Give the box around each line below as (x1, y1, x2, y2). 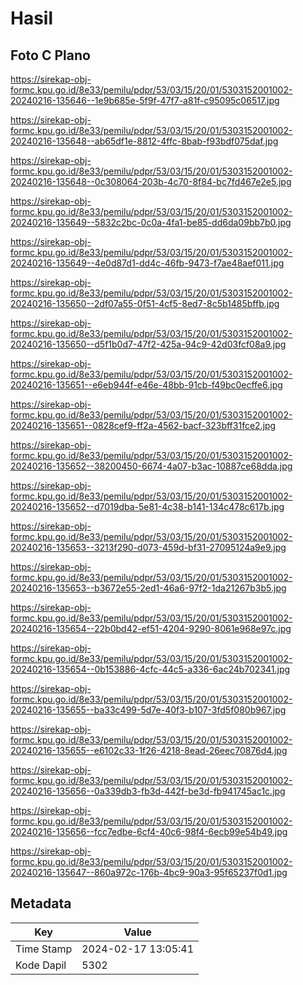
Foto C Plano (10, 47, 91, 64)
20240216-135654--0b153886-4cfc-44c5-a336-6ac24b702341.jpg (10, 663, 291, 675)
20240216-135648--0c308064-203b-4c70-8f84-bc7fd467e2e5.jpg (10, 176, 292, 187)
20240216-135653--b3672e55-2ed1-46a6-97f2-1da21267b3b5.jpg (10, 582, 287, 594)
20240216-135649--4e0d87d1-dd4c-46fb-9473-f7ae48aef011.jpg (10, 257, 285, 269)
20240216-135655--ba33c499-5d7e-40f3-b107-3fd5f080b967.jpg (10, 704, 287, 716)
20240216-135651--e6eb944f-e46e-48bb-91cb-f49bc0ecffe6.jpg (10, 379, 283, 391)
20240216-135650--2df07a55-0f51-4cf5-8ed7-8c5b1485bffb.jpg (10, 298, 280, 309)
